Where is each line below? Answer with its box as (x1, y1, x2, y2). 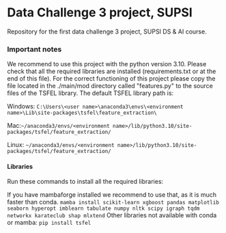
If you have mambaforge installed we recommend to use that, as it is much (7, 191, 217, 199)
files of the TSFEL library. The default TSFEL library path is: (7, 89, 174, 97)
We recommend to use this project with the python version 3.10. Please (7, 60, 207, 68)
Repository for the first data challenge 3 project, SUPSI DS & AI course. (7, 27, 207, 36)
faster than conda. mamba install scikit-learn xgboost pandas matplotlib (7, 198, 220, 206)
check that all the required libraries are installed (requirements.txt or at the (7, 67, 216, 76)
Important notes (7, 44, 62, 54)
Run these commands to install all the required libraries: (7, 178, 164, 186)
